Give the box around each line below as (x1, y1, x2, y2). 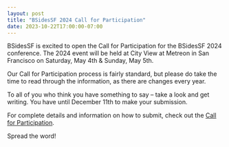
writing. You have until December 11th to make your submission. (7, 98, 188, 106)
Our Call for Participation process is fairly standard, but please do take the (7, 70, 217, 78)
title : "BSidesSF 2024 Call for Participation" (7, 17, 146, 23)
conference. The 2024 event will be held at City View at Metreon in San (7, 49, 210, 57)
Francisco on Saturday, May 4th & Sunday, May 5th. (7, 57, 154, 65)
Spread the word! (7, 132, 56, 140)
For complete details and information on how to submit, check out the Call (7, 111, 217, 119)
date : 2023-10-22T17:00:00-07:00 (7, 23, 103, 30)
